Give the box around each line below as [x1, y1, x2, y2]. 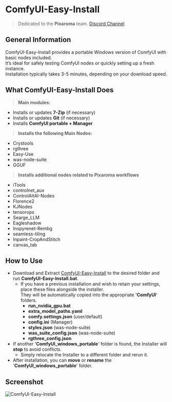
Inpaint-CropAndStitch [12, 236, 61, 242]
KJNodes [12, 204, 33, 210]
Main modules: [17, 99, 51, 106]
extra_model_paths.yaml [28, 308, 83, 314]
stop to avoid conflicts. [12, 346, 62, 352]
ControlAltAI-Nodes [12, 192, 55, 198]
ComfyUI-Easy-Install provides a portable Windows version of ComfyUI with [5, 49, 167, 55]
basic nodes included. [5, 54, 52, 61]
